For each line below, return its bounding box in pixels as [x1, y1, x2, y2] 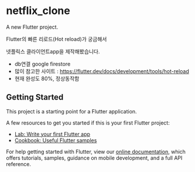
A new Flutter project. [6, 23, 59, 30]
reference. [6, 160, 31, 167]
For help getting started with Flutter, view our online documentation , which [6, 148, 186, 155]
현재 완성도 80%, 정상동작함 [14, 75, 80, 82]
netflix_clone [6, 4, 70, 18]
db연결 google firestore [14, 60, 71, 67]
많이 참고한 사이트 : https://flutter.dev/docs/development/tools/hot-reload [14, 67, 189, 74]
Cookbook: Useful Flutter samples [14, 136, 97, 144]
